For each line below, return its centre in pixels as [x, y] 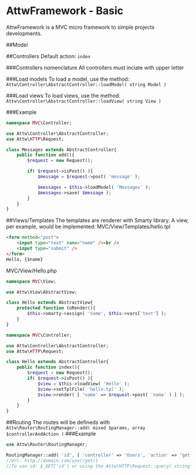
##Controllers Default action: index [48, 56]
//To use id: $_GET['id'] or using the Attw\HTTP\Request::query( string [98, 466]
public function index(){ [48, 367]
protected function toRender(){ [56, 308]
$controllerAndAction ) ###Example [51, 434]
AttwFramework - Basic [65, 11]
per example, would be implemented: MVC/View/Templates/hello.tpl [88, 227]
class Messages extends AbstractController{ [61, 150]
